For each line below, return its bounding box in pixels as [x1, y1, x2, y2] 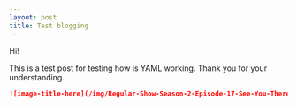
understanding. [9, 72, 65, 82]
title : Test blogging [9, 21, 89, 30]
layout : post [9, 12, 57, 22]
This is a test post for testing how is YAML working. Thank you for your [9, 63, 268, 73]
